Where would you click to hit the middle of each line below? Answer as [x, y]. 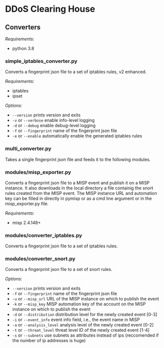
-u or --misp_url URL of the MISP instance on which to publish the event [86, 299]
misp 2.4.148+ [26, 222]
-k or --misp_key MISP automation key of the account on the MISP [79, 304]
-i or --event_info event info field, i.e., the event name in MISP [76, 320]
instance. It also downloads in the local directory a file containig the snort [79, 188]
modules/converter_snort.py [40, 259]
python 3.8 [23, 48]
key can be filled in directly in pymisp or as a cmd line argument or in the [79, 198]
